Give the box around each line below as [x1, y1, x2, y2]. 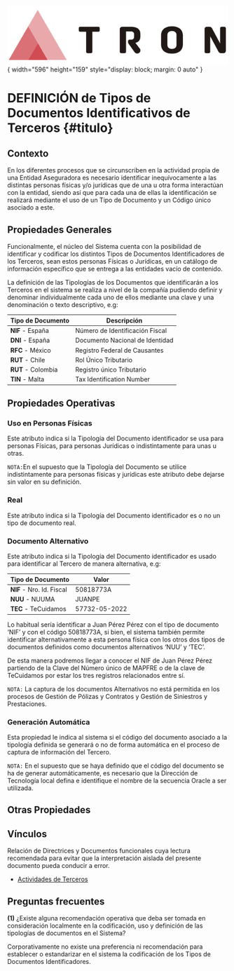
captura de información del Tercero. [7, 748, 111, 756]
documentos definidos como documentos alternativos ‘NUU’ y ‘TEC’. [7, 642, 205, 651]
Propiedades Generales [7, 224, 112, 236]
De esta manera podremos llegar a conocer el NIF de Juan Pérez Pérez [7, 656, 212, 665]
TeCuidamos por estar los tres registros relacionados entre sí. [7, 671, 186, 679]
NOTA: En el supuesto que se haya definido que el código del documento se [7, 761, 224, 770]
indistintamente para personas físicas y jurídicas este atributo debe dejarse [7, 470, 225, 479]
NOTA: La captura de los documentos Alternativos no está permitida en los [7, 684, 220, 693]
